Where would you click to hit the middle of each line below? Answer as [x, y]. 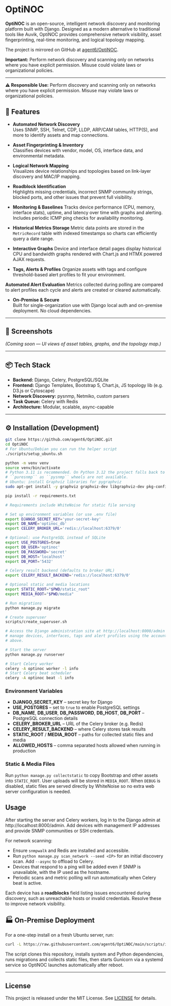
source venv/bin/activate [33, 468]
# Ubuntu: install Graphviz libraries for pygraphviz [64, 482]
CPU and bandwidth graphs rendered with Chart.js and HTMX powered [87, 254]
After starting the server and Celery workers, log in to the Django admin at [83, 820]
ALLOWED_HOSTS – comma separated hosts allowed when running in [87, 745]
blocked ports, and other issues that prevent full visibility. [73, 197]
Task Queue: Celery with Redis [45, 402]
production [24, 751]
